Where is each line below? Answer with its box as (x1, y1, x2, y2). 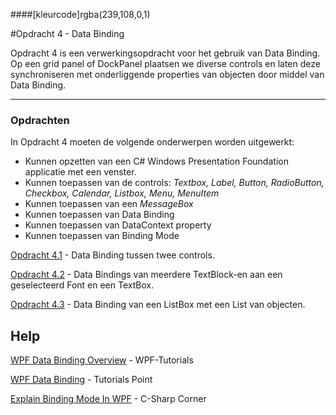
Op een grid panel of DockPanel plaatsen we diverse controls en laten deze (10, 58, 321, 69)
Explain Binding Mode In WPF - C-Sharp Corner (10, 393, 207, 405)
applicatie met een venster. (24, 166, 137, 178)
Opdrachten (10, 113, 70, 127)
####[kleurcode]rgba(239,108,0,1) (10, 9, 151, 20)
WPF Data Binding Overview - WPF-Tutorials (10, 354, 194, 366)
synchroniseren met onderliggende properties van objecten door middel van (10, 69, 325, 80)
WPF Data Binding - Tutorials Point (10, 374, 153, 386)
